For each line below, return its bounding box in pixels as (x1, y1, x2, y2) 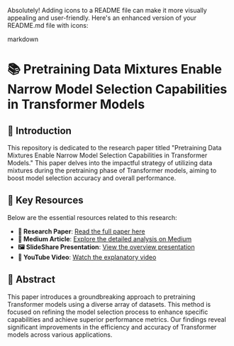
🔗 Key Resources (7, 194, 84, 206)
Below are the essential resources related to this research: (7, 213, 177, 221)
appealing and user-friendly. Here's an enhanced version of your (7, 14, 197, 22)
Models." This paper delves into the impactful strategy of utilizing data (7, 159, 213, 167)
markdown (7, 35, 39, 43)
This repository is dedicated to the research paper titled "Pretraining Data (7, 144, 222, 152)
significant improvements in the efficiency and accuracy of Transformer (7, 323, 217, 331)
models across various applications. (7, 330, 113, 339)
